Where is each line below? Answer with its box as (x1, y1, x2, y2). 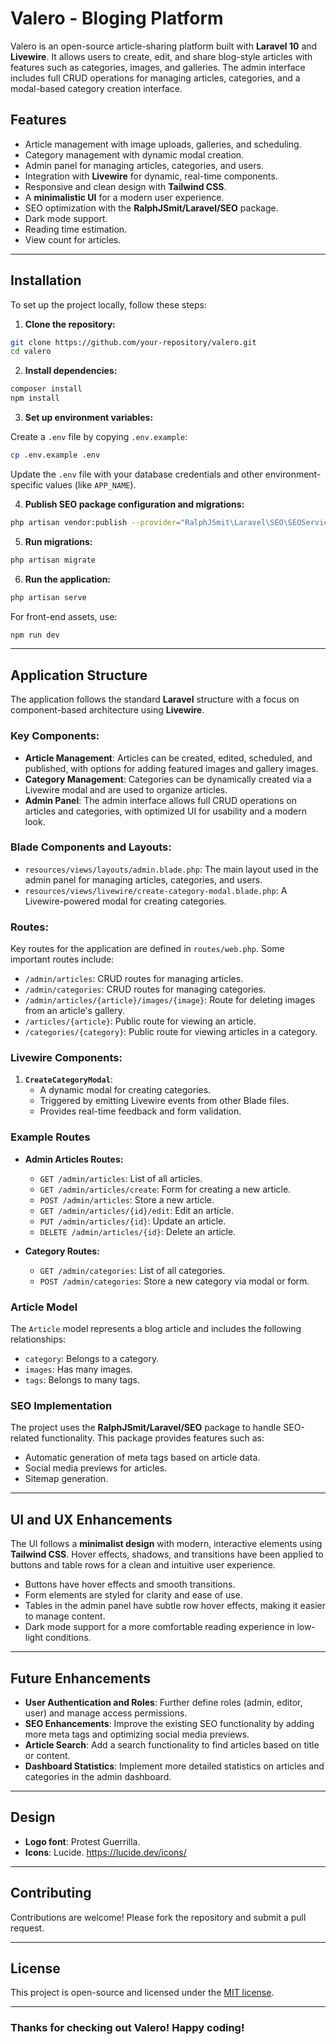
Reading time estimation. (24, 223, 128, 235)
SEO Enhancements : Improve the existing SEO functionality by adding (24, 1717, 315, 1729)
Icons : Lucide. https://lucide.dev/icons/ (24, 1846, 187, 1858)
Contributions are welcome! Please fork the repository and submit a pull (10, 1911, 307, 1923)
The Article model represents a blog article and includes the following (10, 1323, 302, 1335)
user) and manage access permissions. (24, 1707, 188, 1719)
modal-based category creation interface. (10, 82, 183, 94)
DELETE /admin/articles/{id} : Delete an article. (39, 1225, 237, 1237)
